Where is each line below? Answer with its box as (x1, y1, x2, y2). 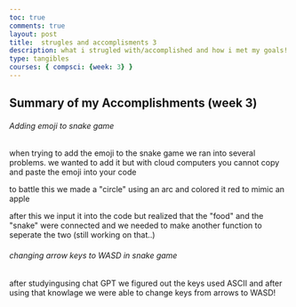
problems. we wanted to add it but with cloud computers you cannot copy (9, 158, 280, 168)
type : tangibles (9, 54, 69, 63)
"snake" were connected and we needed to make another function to (9, 220, 262, 231)
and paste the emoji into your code (9, 166, 137, 178)
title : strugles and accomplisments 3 (9, 37, 157, 47)
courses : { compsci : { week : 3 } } (9, 63, 133, 72)
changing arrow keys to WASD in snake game (9, 250, 178, 261)
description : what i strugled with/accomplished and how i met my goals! (9, 46, 289, 55)
